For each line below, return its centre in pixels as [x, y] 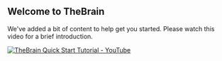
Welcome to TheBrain [56, 12]
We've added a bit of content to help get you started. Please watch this [111, 28]
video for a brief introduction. [50, 36]
